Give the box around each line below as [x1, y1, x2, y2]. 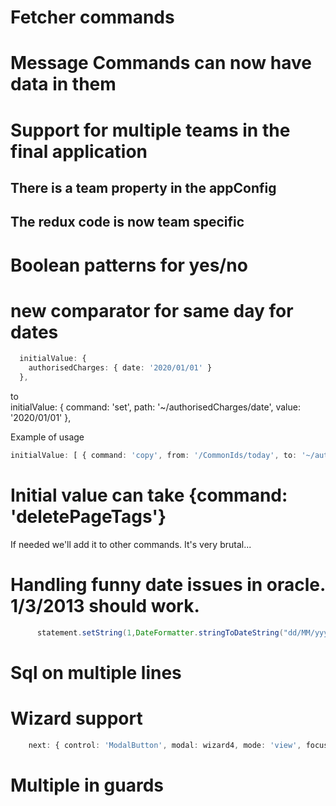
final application [10, 140, 148, 163]
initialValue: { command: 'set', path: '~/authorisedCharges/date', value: [10, 401, 301, 413]
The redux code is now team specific [10, 214, 245, 231]
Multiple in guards [10, 774, 164, 796]
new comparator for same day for [10, 299, 294, 322]
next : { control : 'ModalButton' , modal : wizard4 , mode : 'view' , [28, 740, 302, 750]
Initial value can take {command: [10, 484, 288, 507]
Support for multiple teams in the [10, 119, 291, 141]
